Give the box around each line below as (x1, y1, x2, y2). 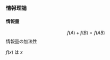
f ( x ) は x (6, 49, 23, 55)
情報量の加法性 (6, 38, 37, 44)
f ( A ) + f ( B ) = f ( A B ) (67, 29, 105, 36)
